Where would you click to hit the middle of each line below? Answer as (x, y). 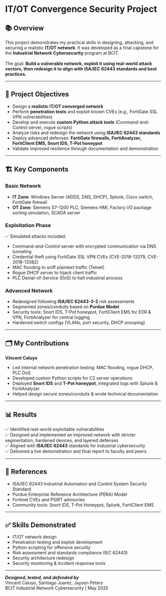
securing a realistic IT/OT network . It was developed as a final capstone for (82, 48)
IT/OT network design (34, 537)
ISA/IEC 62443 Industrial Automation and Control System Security (80, 484)
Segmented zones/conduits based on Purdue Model (66, 307)
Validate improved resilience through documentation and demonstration (85, 148)
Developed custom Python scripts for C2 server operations (72, 378)
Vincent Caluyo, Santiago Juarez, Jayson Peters (54, 583)
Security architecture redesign (43, 558)
